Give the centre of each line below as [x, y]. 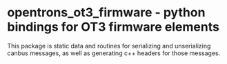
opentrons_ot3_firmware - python [106, 13]
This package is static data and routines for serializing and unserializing [109, 46]
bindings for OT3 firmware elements [113, 27]
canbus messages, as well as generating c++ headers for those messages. [114, 53]
